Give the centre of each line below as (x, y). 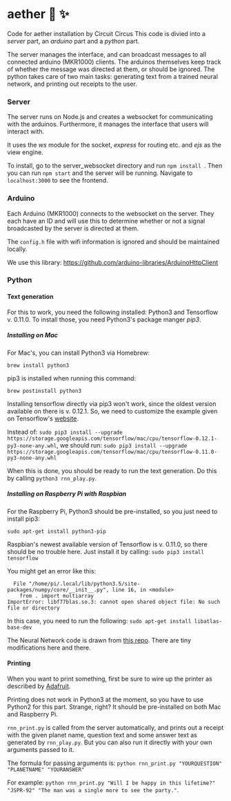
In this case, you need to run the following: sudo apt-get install (99, 620)
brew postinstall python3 (44, 391)
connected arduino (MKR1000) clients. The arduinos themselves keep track (114, 62)
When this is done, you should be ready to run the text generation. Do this (112, 470)
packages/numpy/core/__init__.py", (58, 590)
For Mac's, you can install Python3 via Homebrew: (79, 353)
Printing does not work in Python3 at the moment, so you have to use (106, 699)
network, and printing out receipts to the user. (72, 84)
